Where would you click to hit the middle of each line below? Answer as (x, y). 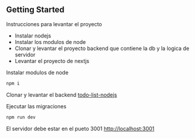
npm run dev (21, 117)
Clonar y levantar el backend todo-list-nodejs (62, 95)
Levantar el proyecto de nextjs (52, 61)
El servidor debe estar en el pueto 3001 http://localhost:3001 (80, 128)
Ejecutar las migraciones (36, 106)
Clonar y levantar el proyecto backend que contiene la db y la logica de (102, 48)
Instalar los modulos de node (50, 42)
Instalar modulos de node (37, 72)
